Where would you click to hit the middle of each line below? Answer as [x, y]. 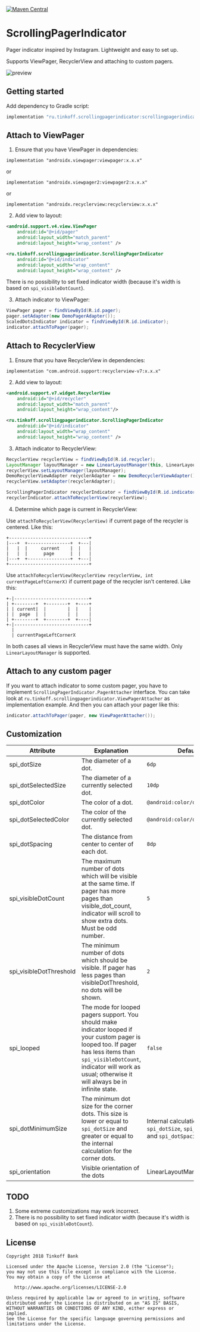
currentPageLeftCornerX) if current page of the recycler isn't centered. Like [99, 581]
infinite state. [99, 1089]
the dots [93, 1175]
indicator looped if [107, 1029]
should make [99, 1022]
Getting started [35, 91]
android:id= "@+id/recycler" [51, 399]
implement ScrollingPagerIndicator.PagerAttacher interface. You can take [98, 692]
